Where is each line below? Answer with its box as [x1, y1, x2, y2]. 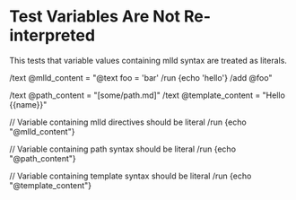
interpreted [9, 25, 96, 46]
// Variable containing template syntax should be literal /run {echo [9, 170, 252, 181]
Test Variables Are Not [9, 6, 181, 27]
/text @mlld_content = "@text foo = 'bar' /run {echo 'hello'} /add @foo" [9, 72, 273, 83]
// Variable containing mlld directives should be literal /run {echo [9, 117, 247, 127]
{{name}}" [9, 99, 48, 109]
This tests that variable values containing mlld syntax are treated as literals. [9, 55, 287, 65]
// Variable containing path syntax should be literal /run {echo [9, 143, 236, 154]
